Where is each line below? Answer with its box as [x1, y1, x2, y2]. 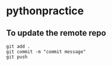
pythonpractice [6, 4, 84, 18]
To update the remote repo [6, 28, 107, 38]
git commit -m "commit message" [6, 49, 86, 55]
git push [6, 54, 28, 60]
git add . [6, 43, 31, 49]
